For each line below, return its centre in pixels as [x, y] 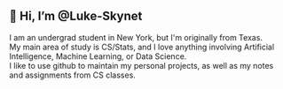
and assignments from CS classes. [72, 75]
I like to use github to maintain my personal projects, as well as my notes [141, 65]
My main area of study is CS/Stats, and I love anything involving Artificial [142, 47]
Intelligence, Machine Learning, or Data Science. [98, 56]
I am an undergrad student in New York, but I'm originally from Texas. [136, 37]
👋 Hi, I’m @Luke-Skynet [76, 16]
